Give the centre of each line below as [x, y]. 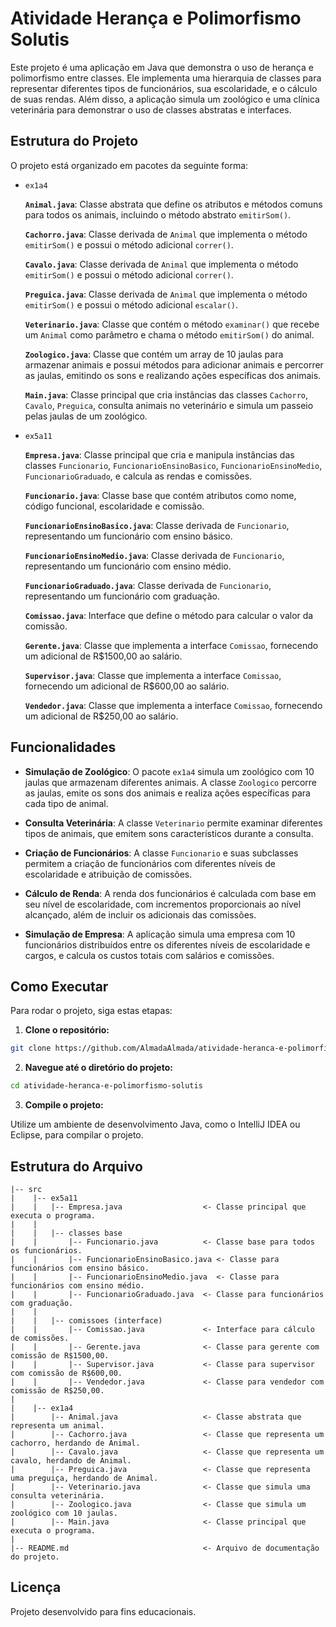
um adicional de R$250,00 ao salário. [101, 716]
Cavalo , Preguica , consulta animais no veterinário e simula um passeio [169, 405]
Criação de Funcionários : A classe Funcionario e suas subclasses [161, 853]
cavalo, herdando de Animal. [71, 1460]
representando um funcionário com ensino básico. [128, 536]
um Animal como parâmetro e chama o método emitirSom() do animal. [169, 334]
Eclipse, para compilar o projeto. [77, 1135]
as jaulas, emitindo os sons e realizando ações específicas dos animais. [173, 375]
